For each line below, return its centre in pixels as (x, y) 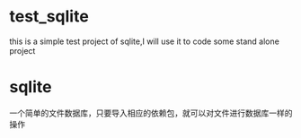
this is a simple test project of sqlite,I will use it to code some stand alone (145, 41)
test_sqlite (49, 17)
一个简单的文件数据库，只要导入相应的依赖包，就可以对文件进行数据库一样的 (151, 113)
